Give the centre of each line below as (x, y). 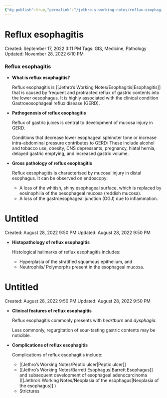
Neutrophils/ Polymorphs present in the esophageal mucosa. (82, 267)
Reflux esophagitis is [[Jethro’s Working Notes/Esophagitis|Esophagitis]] (86, 87)
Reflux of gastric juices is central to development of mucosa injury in (82, 122)
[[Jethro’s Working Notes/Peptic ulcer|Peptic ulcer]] (73, 364)
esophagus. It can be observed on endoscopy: (60, 178)
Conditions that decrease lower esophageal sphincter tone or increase (84, 137)
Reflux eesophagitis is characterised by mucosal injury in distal (77, 172)
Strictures (29, 391)
